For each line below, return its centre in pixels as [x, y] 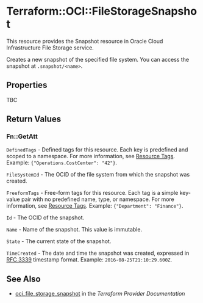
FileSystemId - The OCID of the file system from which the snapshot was [98, 175]
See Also [23, 279]
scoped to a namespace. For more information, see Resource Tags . [91, 156]
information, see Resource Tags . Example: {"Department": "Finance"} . [95, 206]
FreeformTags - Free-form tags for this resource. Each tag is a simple [92, 193]
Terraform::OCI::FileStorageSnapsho [101, 11]
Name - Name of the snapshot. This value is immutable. [74, 230]
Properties [27, 85]
